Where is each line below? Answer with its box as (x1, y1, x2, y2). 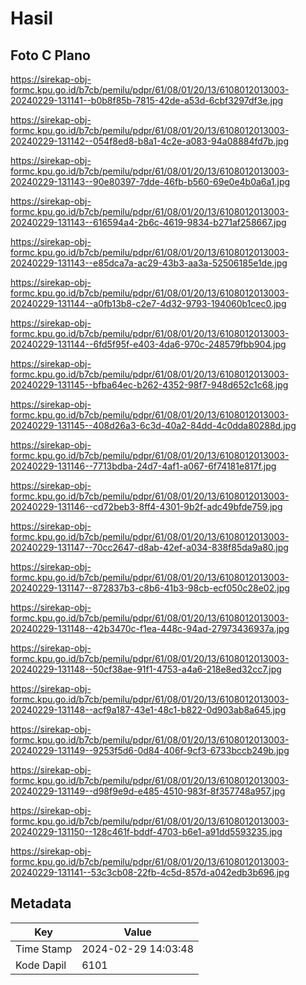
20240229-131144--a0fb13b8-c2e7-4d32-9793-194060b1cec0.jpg (10, 298, 287, 309)
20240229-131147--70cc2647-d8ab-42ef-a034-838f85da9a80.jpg (10, 542, 289, 553)
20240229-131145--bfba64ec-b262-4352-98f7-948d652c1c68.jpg (10, 379, 289, 391)
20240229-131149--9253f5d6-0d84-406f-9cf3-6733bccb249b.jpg (10, 745, 290, 756)
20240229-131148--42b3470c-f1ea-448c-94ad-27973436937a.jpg (10, 623, 290, 634)
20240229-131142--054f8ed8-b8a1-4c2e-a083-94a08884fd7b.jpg (10, 135, 289, 147)
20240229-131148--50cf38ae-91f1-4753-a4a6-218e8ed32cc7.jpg (10, 663, 282, 675)
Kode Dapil (15, 958, 67, 972)
